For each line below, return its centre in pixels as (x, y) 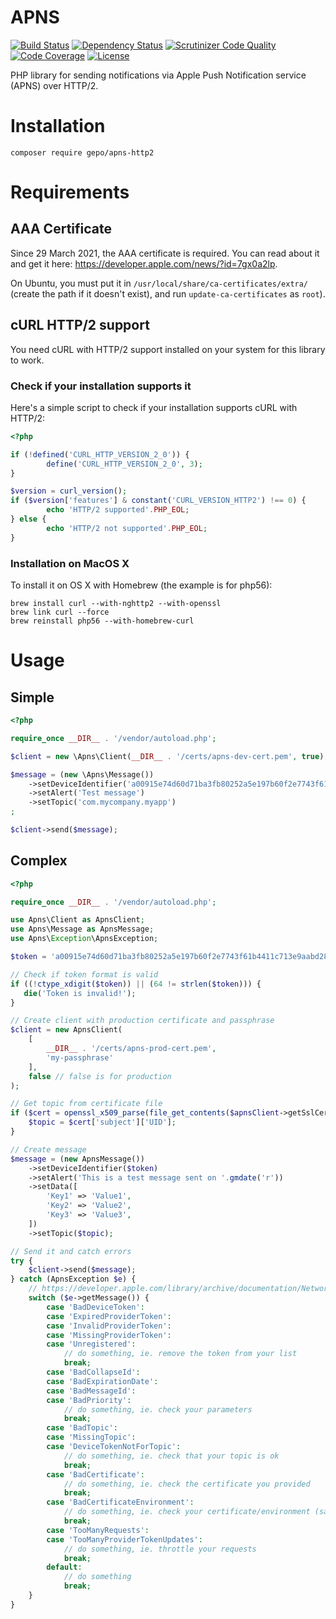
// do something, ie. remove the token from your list (180, 1354)
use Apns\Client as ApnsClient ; (77, 920)
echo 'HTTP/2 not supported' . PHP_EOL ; (127, 528)
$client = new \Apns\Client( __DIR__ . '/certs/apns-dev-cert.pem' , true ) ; (169, 756)
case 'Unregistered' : (91, 1344)
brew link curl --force (60, 612)
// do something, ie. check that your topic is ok (171, 1456)
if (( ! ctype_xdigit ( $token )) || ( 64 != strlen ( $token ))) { (136, 984)
